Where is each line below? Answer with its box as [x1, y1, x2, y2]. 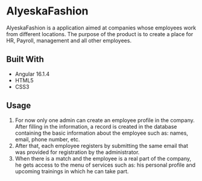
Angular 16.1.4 [14, 70, 50, 78]
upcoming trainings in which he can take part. [14, 167, 129, 175]
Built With [6, 54, 44, 64]
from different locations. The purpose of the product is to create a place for [6, 30, 194, 37]
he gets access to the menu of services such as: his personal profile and [14, 161, 196, 168]
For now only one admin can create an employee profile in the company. [14, 116, 195, 124]
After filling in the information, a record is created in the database [14, 123, 177, 130]
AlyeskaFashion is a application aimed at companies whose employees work [6, 24, 197, 31]
